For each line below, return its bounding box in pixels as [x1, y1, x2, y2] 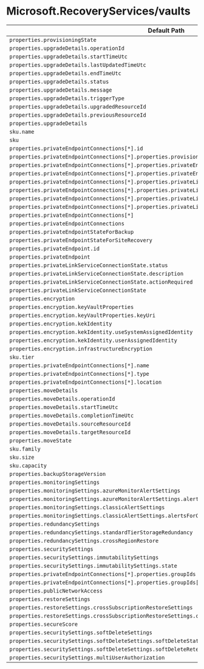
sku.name [9, 128, 35, 135]
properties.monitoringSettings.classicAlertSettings [9, 504, 165, 511]
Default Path [148, 26, 185, 35]
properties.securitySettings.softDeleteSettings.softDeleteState [9, 637, 202, 644]
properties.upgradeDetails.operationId [9, 44, 124, 52]
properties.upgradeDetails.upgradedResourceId [9, 103, 147, 110]
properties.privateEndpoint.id [9, 245, 100, 252]
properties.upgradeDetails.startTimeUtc [9, 53, 127, 60]
